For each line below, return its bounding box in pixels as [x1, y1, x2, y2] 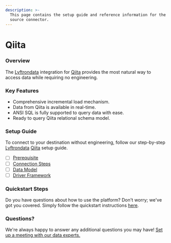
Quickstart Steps [5, 185, 49, 192]
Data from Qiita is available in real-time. [12, 104, 96, 111]
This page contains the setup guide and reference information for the [10, 12, 166, 17]
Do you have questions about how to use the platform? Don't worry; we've [5, 197, 162, 203]
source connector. [10, 17, 50, 22]
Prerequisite [12, 154, 38, 161]
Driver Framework [12, 172, 51, 178]
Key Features [5, 87, 39, 94]
